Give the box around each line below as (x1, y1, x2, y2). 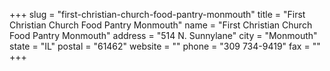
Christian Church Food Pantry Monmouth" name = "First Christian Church (9, 19, 313, 31)
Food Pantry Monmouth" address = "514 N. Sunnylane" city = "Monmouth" (9, 30, 318, 41)
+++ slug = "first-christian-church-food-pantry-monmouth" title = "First (9, 9, 306, 20)
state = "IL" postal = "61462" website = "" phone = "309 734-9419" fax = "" (9, 40, 321, 52)
